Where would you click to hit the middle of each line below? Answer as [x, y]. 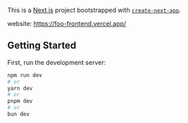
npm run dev [25, 75]
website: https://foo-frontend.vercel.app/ [67, 23]
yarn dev [20, 88]
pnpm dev [20, 101]
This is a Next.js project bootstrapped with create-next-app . [94, 10]
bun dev [19, 115]
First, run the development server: [57, 62]
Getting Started [42, 46]
